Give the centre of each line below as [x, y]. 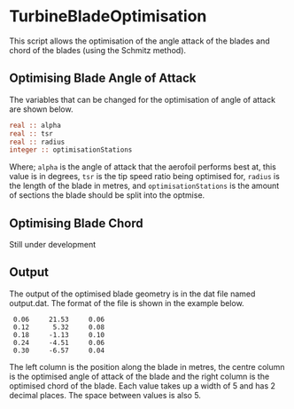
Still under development [53, 245]
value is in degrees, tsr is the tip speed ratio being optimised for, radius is [145, 177]
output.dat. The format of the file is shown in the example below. [127, 303]
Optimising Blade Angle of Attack [103, 79]
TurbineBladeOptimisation [108, 16]
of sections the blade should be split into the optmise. [107, 195]
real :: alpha [35, 125]
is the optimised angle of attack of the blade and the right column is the [139, 376]
